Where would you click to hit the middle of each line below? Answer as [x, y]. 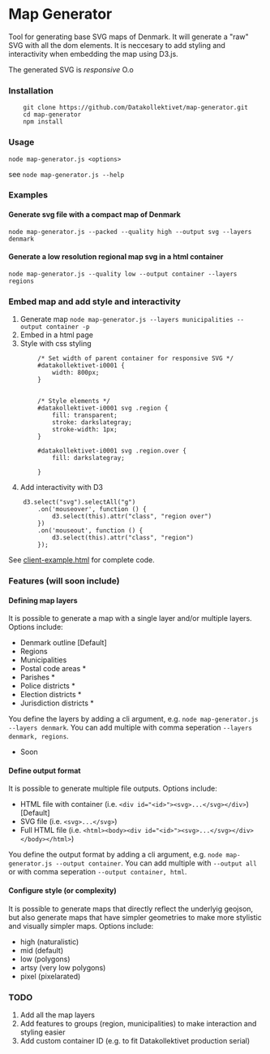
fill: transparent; [84, 415]
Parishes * [37, 677]
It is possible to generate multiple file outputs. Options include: [113, 788]
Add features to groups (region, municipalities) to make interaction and [138, 1023]
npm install [43, 122]
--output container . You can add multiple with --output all [156, 863]
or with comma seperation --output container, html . [98, 872]
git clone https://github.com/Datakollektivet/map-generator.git [136, 108]
